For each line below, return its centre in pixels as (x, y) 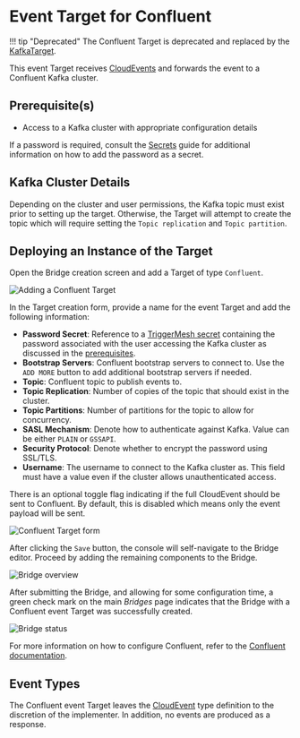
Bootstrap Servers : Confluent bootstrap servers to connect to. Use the (153, 363)
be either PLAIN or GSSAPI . (69, 439)
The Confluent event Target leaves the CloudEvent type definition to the (142, 706)
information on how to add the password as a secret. (107, 154)
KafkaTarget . (33, 50)
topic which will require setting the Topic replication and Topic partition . (148, 223)
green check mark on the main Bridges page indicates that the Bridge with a (150, 602)
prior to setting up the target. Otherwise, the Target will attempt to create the (150, 213)
